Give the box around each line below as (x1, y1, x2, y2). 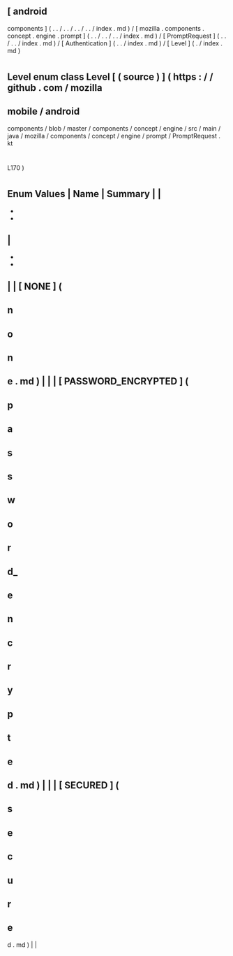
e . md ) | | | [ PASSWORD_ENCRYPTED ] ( (7, 375, 189, 387)
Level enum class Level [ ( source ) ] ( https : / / (7, 71, 213, 82)
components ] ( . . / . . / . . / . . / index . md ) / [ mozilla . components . (7, 24, 204, 32)
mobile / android (7, 106, 80, 117)
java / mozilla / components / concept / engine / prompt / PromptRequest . (7, 131, 221, 140)
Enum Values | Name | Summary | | (7, 188, 162, 200)
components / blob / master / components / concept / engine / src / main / (7, 124, 221, 132)
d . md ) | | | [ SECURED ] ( (7, 779, 119, 792)
